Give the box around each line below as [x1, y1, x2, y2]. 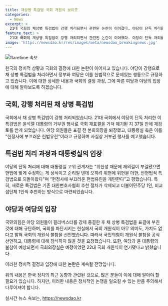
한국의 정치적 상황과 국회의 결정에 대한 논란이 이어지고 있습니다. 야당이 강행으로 [5, 65, 160, 71]
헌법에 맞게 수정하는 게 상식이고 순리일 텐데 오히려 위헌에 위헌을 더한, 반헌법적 [5, 170, 157, 176]
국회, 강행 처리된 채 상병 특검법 [5, 100, 94, 109]
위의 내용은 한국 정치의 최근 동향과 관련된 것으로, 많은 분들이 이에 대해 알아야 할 [5, 272, 160, 278]
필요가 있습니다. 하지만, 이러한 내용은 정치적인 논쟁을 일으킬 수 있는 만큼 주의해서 [5, 278, 162, 284]
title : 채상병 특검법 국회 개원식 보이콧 [5, 7, 78, 13]
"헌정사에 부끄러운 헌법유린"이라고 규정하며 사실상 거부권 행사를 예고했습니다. [5, 133, 156, 139]
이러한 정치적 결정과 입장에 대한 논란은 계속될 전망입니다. [5, 261, 116, 267]
